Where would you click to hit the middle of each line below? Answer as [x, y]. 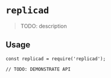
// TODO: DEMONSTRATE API [38, 69]
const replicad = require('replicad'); [56, 59]
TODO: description [44, 26]
